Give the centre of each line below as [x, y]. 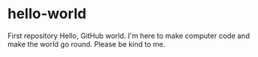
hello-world [47, 14]
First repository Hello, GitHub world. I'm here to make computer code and [129, 36]
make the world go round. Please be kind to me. [87, 44]
